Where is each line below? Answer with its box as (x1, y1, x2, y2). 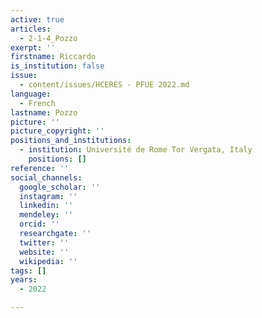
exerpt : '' (10, 42, 56, 53)
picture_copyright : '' (10, 126, 105, 136)
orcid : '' (19, 219, 60, 230)
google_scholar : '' (19, 182, 101, 192)
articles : (10, 24, 52, 34)
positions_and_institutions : (10, 136, 132, 146)
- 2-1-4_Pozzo (19, 33, 78, 43)
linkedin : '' (19, 201, 74, 211)
